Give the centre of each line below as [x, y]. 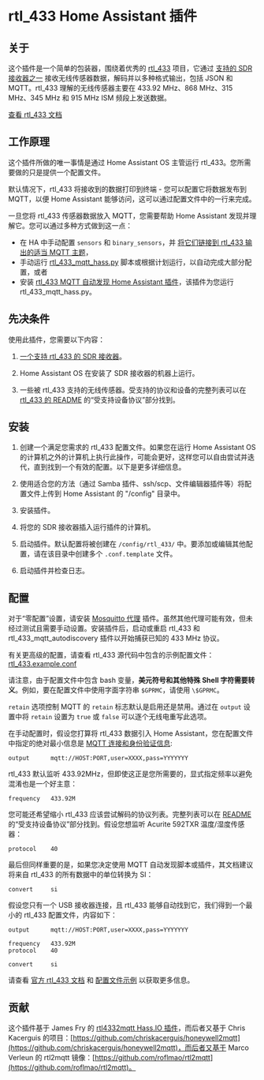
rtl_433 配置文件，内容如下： [71, 915]
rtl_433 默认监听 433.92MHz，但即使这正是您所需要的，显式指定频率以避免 [130, 774]
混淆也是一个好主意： [43, 784]
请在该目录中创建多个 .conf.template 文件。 [105, 554]
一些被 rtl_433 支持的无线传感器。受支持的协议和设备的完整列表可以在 [133, 390]
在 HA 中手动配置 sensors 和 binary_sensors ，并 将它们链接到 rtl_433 [132, 242]
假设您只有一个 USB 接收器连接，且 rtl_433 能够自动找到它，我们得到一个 [127, 906]
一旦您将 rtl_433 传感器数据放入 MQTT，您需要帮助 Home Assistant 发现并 [129, 216]
